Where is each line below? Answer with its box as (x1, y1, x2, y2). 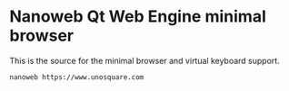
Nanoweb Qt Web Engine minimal (9, 6, 266, 27)
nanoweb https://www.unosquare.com (9, 72, 144, 82)
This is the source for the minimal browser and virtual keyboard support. (9, 55, 280, 66)
